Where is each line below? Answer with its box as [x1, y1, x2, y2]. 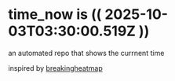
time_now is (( [8, 6, 102, 24]
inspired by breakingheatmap [8, 63, 104, 72]
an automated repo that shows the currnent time [8, 48, 165, 57]
